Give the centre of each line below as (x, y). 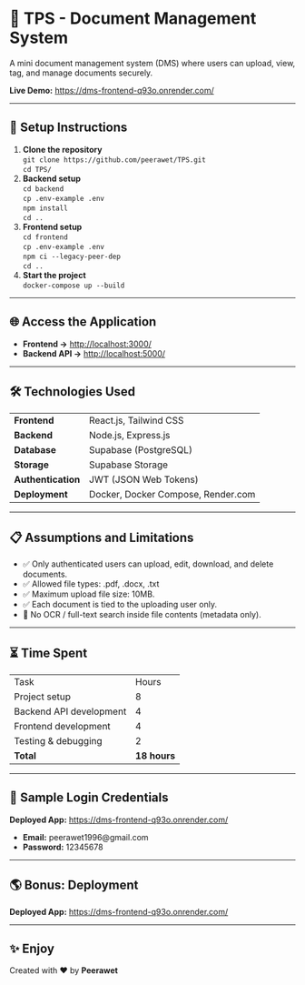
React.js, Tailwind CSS (137, 420)
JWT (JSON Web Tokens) (144, 479)
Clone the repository (62, 149)
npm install (45, 208)
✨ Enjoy (32, 949)
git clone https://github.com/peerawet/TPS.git (114, 160)
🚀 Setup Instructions (69, 128)
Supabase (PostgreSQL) (141, 450)
